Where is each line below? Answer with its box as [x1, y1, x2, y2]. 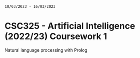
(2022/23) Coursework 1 [4, 31, 107, 42]
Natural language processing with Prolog [4, 47, 88, 53]
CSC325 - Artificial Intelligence [4, 21, 136, 31]
